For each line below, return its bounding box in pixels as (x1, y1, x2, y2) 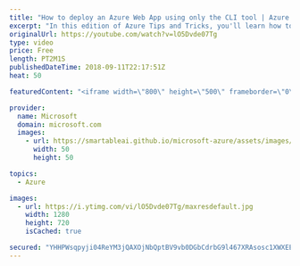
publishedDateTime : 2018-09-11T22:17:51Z (9, 63, 166, 72)
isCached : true (25, 227, 82, 237)
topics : (9, 169, 38, 179)
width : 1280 (25, 211, 70, 220)
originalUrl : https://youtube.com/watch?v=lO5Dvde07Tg (9, 29, 218, 38)
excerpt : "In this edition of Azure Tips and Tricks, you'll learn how (9, 21, 281, 30)
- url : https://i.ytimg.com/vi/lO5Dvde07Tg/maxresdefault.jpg (17, 202, 254, 211)
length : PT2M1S (9, 54, 66, 63)
